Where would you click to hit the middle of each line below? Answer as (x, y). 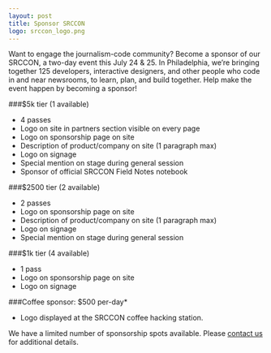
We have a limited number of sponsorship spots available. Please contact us (136, 334)
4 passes (35, 120)
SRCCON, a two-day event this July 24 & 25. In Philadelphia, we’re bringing (134, 62)
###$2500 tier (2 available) (54, 187)
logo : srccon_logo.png (47, 31)
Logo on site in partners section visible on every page (110, 129)
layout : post (30, 16)
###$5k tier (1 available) (49, 104)
